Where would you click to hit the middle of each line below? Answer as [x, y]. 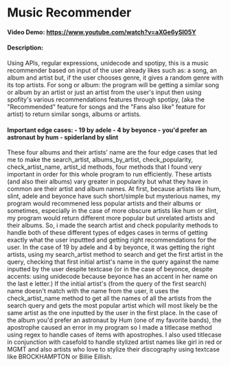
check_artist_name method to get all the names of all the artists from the [110, 298]
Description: [25, 48]
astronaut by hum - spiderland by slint [63, 137]
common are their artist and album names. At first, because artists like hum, [114, 189]
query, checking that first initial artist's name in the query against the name [113, 262]
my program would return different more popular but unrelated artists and [111, 218]
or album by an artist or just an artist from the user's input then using [104, 92]
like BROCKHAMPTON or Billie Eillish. [60, 357]
